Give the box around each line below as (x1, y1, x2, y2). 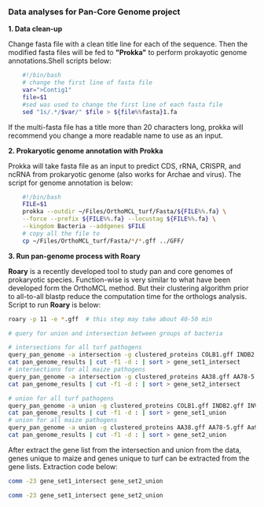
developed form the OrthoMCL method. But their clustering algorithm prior (8, 283, 249, 293)
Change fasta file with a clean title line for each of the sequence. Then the (8, 39, 248, 49)
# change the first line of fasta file (22, 79, 153, 87)
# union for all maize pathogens (8, 416, 118, 424)
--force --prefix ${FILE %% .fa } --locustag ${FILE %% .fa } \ (22, 215, 216, 223)
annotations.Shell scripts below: (8, 56, 112, 65)
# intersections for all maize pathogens (8, 365, 146, 374)
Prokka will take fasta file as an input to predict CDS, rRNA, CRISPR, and (8, 161, 241, 171)
